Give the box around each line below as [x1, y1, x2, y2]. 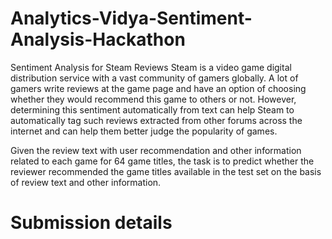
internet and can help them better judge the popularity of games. [10, 125, 278, 137]
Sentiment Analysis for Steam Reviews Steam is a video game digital [10, 61, 292, 73]
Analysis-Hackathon [10, 28, 186, 51]
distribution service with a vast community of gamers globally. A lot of [10, 72, 299, 84]
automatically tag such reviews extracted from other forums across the [10, 114, 303, 126]
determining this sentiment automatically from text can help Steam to [10, 103, 295, 116]
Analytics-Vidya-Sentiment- [10, 7, 253, 30]
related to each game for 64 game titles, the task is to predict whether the [10, 155, 315, 167]
